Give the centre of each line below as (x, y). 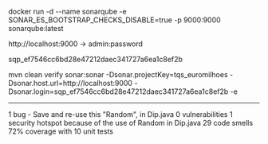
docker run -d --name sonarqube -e (67, 12)
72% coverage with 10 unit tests (61, 131)
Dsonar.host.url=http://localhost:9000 (71, 83)
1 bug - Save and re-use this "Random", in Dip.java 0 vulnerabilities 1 (120, 114)
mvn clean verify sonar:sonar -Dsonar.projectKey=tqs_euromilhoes (118, 74)
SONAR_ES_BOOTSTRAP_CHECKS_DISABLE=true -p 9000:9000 (114, 20)
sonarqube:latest (36, 28)
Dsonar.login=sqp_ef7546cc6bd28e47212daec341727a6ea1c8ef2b (118, 91)
